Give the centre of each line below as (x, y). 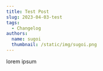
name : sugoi (26, 39)
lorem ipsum (21, 61)
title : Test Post (28, 12)
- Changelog (26, 28)
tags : (13, 22)
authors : (17, 34)
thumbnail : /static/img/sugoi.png (54, 45)
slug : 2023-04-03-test (34, 17)
